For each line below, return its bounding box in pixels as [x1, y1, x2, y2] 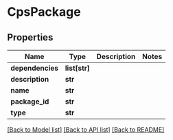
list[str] [65, 63, 91, 73]
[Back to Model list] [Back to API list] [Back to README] [7, 126, 165, 134]
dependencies [10, 63, 59, 73]
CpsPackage [7, 4, 81, 20]
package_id [10, 97, 49, 106]
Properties [7, 32, 54, 43]
